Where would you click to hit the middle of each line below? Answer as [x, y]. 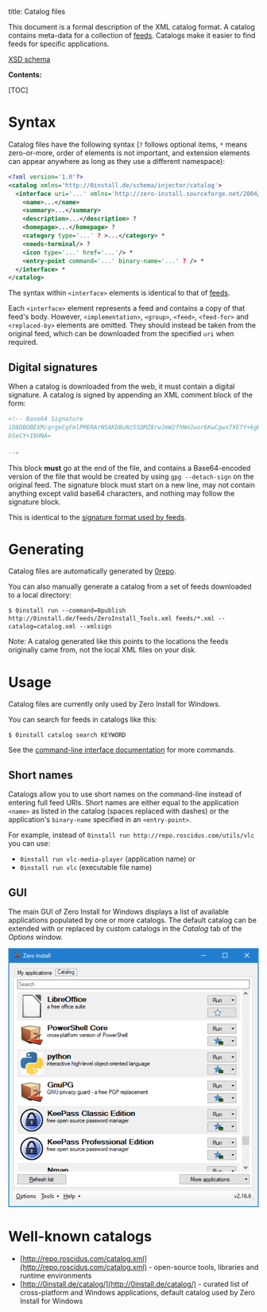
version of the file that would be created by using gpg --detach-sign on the [131, 476]
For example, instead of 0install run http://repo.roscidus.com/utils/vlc [132, 835]
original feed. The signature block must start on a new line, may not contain [132, 484]
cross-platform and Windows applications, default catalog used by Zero [137, 1293]
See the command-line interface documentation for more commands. [122, 750]
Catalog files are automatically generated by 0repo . [92, 571]
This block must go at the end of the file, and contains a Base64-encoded [130, 468]
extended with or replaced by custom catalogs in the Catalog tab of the [125, 928]
